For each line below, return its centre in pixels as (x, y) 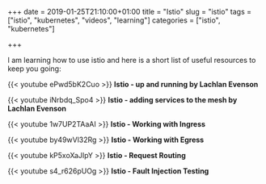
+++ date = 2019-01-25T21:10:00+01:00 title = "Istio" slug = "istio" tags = (130, 12)
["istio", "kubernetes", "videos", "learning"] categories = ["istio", (114, 20)
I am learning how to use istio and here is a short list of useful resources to (132, 60)
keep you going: (34, 69)
